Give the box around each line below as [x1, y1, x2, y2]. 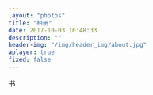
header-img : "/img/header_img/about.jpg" [8, 41, 147, 49]
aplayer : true [8, 48, 55, 56]
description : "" [8, 33, 62, 42]
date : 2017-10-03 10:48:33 [8, 26, 98, 34]
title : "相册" [8, 19, 53, 27]
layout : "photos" [8, 11, 66, 20]
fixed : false [8, 56, 52, 64]
